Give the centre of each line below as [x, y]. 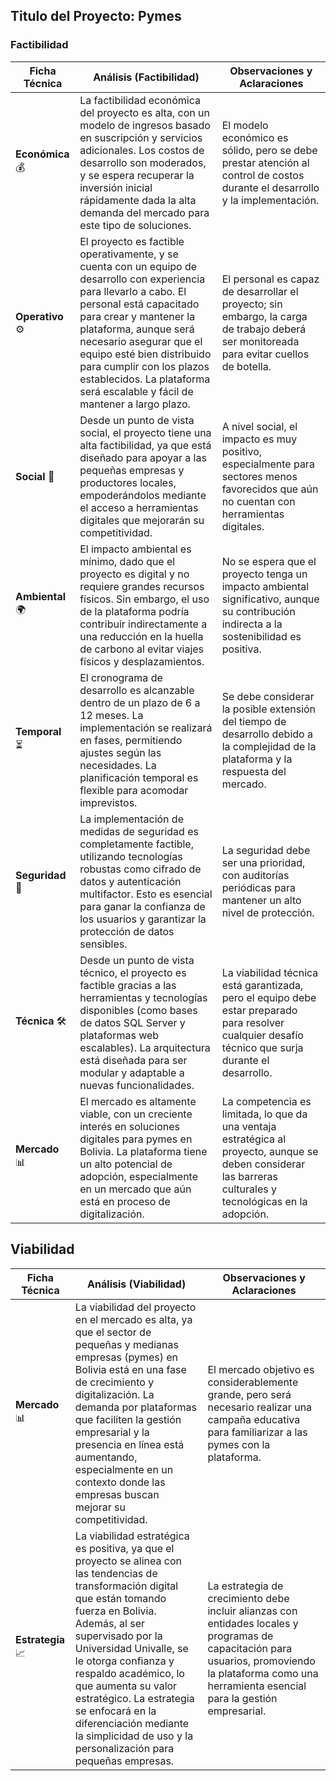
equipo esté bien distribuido [145, 354]
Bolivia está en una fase [130, 1369]
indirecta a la [252, 624]
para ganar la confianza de [142, 906]
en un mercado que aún [135, 1189]
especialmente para [268, 464]
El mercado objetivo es [261, 1369]
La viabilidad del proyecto [135, 1307]
